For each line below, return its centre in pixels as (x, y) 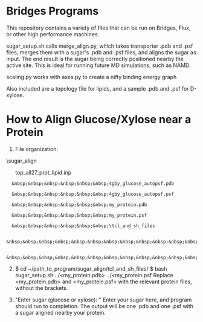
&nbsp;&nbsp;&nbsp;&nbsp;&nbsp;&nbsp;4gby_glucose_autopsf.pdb (93, 183)
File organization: (37, 149)
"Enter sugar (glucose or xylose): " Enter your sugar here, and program (103, 300)
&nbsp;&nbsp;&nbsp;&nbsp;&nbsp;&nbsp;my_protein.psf (79, 215)
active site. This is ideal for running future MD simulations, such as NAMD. (98, 65)
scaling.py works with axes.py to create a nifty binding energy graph (92, 77)
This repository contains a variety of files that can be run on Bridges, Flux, (99, 28)
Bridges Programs (53, 11)
